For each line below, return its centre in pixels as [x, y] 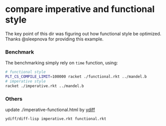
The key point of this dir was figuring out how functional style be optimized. [83, 33]
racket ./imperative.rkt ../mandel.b [45, 86]
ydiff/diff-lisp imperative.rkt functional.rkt [56, 119]
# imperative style [26, 81]
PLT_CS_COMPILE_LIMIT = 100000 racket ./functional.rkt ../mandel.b [76, 77]
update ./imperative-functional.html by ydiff [50, 110]
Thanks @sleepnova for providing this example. [54, 39]
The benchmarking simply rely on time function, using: [62, 63]
